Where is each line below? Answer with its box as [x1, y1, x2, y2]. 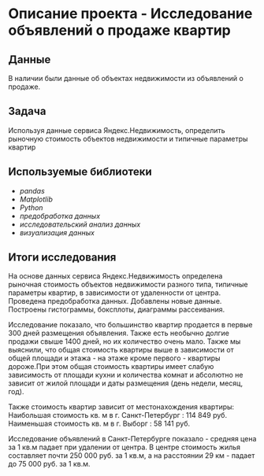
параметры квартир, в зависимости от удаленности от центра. [8, 288, 221, 297]
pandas [19, 186, 45, 195]
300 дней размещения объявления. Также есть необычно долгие [8, 328, 230, 338]
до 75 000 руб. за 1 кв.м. [8, 459, 91, 469]
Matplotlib [19, 194, 53, 204]
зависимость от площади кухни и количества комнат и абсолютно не [8, 371, 244, 380]
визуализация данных [19, 227, 95, 237]
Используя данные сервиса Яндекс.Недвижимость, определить [8, 125, 226, 135]
